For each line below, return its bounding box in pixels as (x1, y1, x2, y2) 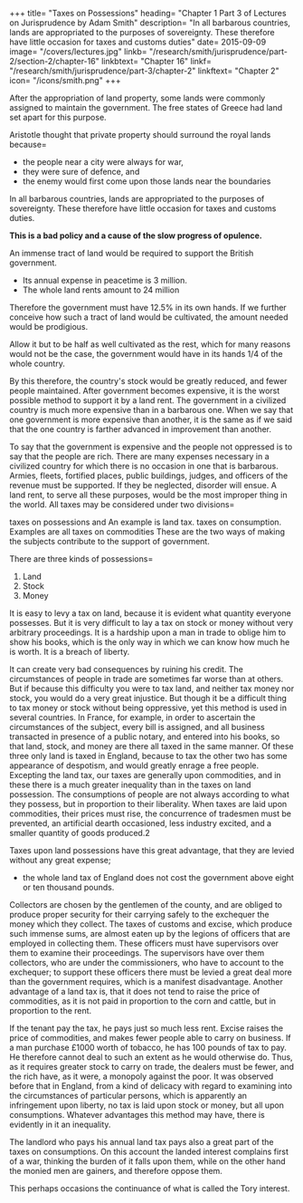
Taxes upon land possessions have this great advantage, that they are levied (9, 845, 295, 855)
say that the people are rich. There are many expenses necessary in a (9, 451, 270, 461)
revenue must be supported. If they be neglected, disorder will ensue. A (9, 480, 278, 490)
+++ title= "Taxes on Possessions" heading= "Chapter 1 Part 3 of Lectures (9, 8, 287, 18)
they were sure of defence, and (22, 167, 140, 177)
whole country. (9, 358, 65, 369)
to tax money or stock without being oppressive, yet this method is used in (9, 702, 288, 713)
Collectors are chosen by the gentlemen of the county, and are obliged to (9, 900, 283, 909)
